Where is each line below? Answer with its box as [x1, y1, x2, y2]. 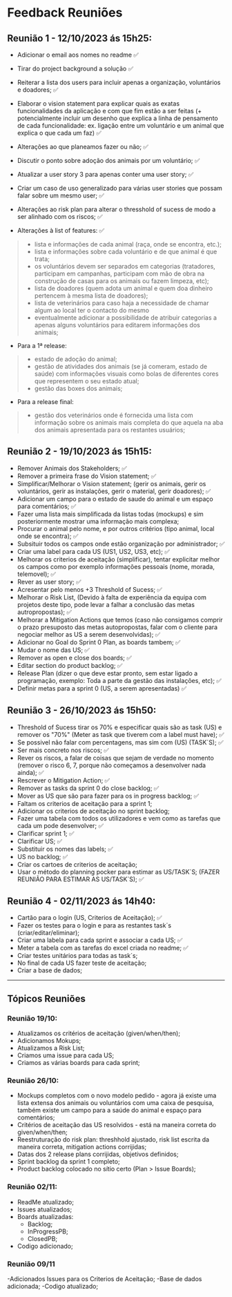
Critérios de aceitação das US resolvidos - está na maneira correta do [17, 1121, 216, 1129]
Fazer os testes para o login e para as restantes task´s [17, 921, 171, 930]
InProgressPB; [27, 1227, 68, 1236]
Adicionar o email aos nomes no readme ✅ [17, 50, 139, 59]
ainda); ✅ [17, 768, 44, 776]
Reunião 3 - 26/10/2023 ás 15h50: [7, 704, 157, 716]
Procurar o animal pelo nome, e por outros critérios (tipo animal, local [17, 524, 215, 532]
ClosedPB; [27, 1234, 58, 1242]
